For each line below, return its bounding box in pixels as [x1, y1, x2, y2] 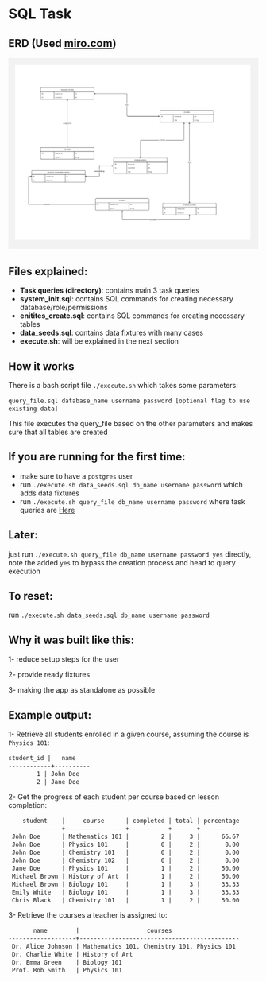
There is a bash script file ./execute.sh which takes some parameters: [8, 381, 238, 390]
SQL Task [8, 5, 72, 23]
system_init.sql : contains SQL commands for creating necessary [19, 294, 234, 304]
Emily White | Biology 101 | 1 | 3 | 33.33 [11, 888, 240, 897]
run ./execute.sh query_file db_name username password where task [19, 496, 245, 506]
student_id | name [8, 755, 77, 763]
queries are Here [19, 505, 75, 514]
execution [8, 566, 41, 576]
